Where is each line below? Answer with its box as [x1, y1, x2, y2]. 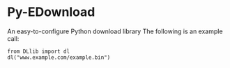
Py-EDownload [7, 4, 95, 20]
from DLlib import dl [7, 48, 70, 55]
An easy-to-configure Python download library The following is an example [7, 27, 223, 35]
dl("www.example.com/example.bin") [7, 53, 111, 61]
